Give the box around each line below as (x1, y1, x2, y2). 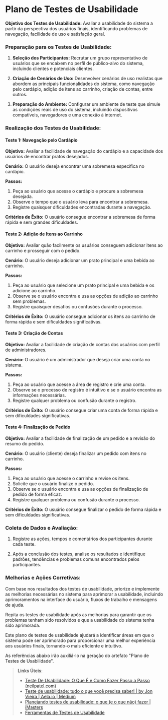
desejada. (12, 193, 33, 200)
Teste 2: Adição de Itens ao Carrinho (5, 231, 83, 237)
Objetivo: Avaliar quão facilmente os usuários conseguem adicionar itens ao (5, 242, 163, 248)
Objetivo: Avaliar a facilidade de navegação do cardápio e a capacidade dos (5, 148, 163, 154)
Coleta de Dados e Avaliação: (5, 524, 78, 531)
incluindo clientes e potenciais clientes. (12, 66, 94, 72)
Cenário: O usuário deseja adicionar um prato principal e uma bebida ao (5, 257, 154, 263)
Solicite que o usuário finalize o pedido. (12, 480, 94, 487)
